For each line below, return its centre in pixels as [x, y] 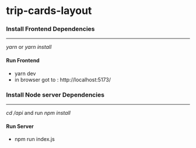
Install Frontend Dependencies [50, 29]
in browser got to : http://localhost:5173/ [62, 79]
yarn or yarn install [29, 47]
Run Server [20, 126]
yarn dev [25, 73]
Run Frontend [23, 61]
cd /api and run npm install [38, 112]
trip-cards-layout [49, 11]
